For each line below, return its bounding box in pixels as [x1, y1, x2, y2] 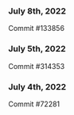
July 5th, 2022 [8, 44, 66, 55]
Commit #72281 [8, 99, 60, 109]
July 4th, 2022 [8, 81, 67, 92]
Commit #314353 [8, 61, 65, 71]
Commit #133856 [8, 24, 65, 33]
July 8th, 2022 [8, 6, 66, 17]
